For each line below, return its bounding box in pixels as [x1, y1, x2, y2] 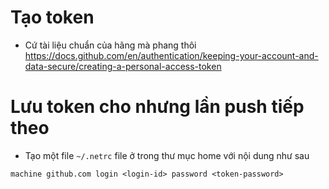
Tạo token [10, 6, 95, 29]
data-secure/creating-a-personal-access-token [24, 60, 222, 72]
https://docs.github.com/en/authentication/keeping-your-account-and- [24, 49, 319, 61]
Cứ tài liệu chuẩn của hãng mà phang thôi [24, 39, 197, 51]
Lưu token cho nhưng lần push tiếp [10, 96, 305, 118]
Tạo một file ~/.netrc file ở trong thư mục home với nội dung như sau [24, 149, 310, 161]
